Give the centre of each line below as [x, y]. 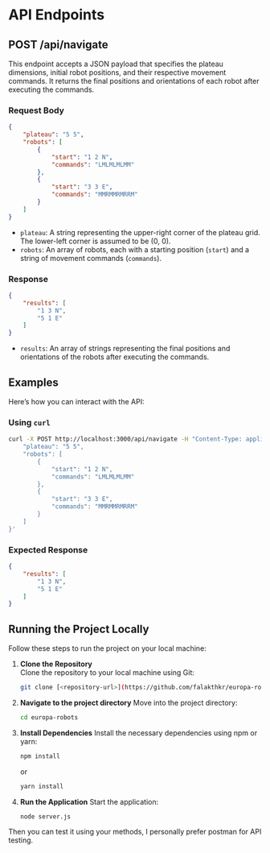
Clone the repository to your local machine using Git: [107, 673]
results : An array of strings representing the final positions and [125, 349]
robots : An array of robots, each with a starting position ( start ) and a [135, 249]
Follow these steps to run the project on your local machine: [107, 648]
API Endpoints [57, 15]
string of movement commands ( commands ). [91, 258]
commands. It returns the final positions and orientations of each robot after [134, 81]
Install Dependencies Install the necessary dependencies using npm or [139, 733]
